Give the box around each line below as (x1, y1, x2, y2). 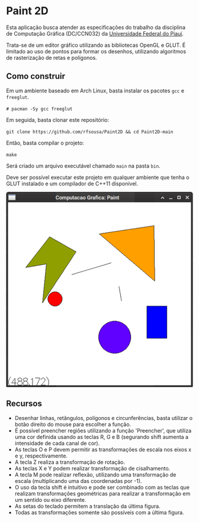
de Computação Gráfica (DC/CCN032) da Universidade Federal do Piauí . (6, 30, 184, 37)
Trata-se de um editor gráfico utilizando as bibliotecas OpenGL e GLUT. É (6, 41, 186, 49)
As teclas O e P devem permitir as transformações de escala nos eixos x (14, 446, 191, 453)
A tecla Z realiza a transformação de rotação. (14, 458, 126, 466)
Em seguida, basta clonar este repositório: (6, 116, 110, 123)
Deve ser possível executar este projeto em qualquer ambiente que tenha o (6, 174, 190, 181)
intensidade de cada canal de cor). (14, 440, 100, 447)
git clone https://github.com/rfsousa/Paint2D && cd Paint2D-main (6, 129, 174, 134)
